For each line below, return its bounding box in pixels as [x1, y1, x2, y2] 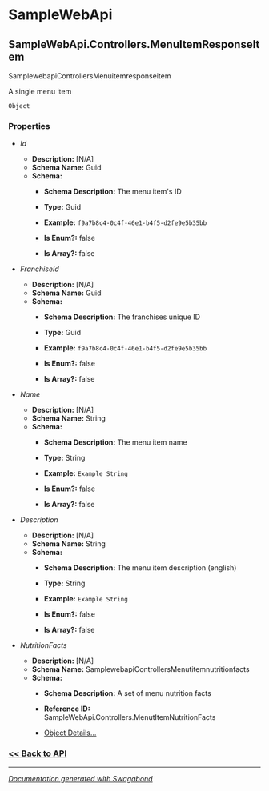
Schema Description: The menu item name [43, 437, 187, 447]
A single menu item [8, 86, 72, 96]
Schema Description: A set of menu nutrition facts [43, 689, 212, 698]
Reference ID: [43, 704, 90, 713]
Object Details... [43, 728, 97, 737]
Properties [8, 120, 50, 131]
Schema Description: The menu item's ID [43, 186, 182, 197]
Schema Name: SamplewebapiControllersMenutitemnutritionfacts [31, 665, 250, 674]
